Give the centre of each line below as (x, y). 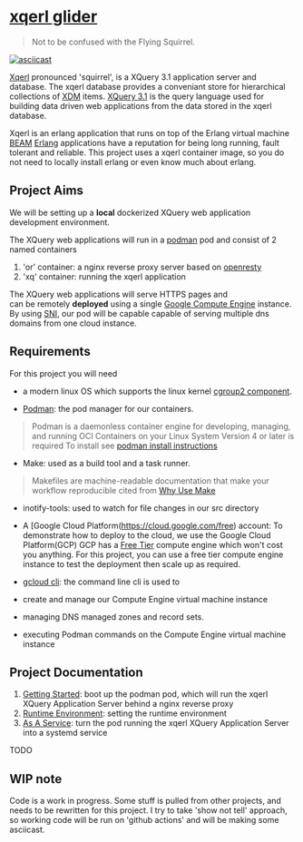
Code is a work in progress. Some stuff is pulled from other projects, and (145, 801)
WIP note (36, 779)
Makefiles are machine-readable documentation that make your (151, 480)
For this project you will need (64, 373)
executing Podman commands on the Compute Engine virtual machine (154, 634)
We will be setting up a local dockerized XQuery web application (130, 212)
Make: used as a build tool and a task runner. (106, 463)
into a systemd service (65, 733)
